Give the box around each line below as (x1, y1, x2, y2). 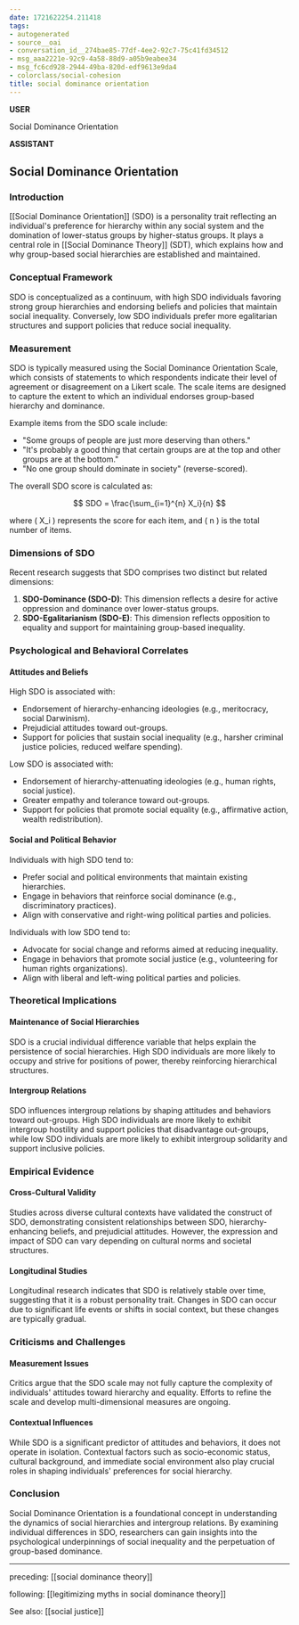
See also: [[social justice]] (9, 1605, 105, 1616)
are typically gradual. (9, 1314, 87, 1325)
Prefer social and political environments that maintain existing (21, 871, 248, 882)
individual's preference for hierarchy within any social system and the (9, 220, 264, 232)
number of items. (9, 524, 72, 535)
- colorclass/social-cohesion (9, 71, 122, 80)
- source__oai (9, 37, 62, 47)
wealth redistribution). (21, 814, 104, 825)
